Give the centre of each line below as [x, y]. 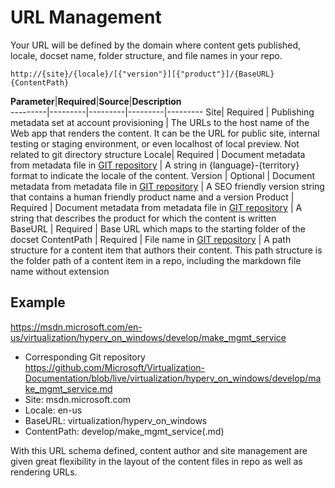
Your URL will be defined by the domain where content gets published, [156, 45]
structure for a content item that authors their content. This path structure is [166, 250]
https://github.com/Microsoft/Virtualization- [115, 367]
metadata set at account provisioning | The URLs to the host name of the [160, 122]
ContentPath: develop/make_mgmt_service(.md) [124, 431]
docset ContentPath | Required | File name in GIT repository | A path [151, 239]
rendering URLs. [44, 472]
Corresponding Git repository [85, 357]
